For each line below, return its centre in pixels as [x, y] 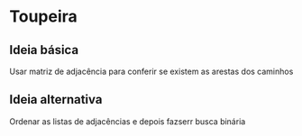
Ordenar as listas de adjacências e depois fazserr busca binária [128, 121]
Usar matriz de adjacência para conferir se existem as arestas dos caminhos [151, 71]
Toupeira [44, 17]
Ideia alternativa [56, 100]
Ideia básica [44, 50]
